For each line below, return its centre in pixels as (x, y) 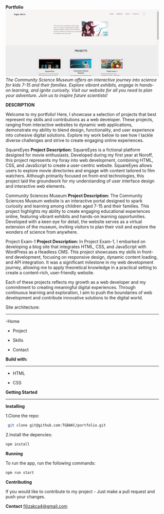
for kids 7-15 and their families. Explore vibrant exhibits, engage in (72, 85)
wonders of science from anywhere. (42, 232)
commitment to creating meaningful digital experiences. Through (71, 288)
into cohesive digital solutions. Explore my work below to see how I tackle (79, 135)
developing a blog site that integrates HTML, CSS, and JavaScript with (76, 247)
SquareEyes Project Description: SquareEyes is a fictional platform (73, 150)
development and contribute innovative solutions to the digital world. (74, 298)
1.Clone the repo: (22, 416)
